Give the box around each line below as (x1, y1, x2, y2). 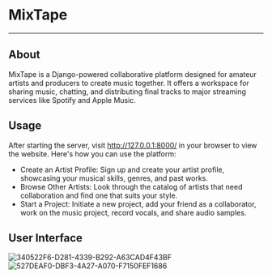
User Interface (8, 231, 83, 245)
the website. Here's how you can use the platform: (8, 148, 176, 159)
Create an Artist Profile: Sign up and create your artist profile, (19, 165, 225, 174)
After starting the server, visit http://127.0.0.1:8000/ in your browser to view (8, 140, 257, 150)
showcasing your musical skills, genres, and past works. (19, 173, 209, 183)
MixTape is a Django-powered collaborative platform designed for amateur (8, 69, 257, 79)
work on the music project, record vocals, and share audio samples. (19, 207, 247, 217)
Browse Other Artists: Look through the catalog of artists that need (19, 182, 243, 191)
